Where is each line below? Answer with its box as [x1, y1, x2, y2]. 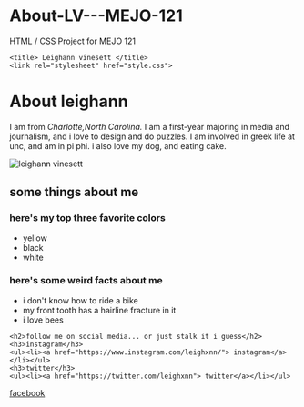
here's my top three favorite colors [9, 212, 166, 224]
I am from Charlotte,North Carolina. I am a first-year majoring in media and [9, 121, 289, 132]
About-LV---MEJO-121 [9, 5, 184, 26]
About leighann [9, 92, 129, 112]
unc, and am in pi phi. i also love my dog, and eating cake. [9, 140, 227, 151]
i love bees [22, 314, 64, 325]
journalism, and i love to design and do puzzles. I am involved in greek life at [9, 131, 296, 142]
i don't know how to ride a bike [22, 294, 138, 305]
